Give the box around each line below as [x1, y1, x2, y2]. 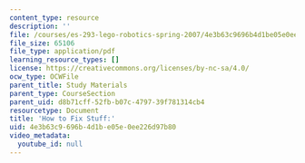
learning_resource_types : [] [9, 55, 120, 64]
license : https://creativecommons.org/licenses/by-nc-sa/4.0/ [9, 64, 250, 73]
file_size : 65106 [9, 38, 75, 48]
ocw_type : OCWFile [9, 72, 79, 81]
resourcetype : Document [9, 106, 100, 115]
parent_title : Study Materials [9, 81, 128, 90]
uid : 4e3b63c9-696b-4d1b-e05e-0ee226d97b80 [9, 123, 177, 132]
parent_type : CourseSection [9, 89, 116, 98]
